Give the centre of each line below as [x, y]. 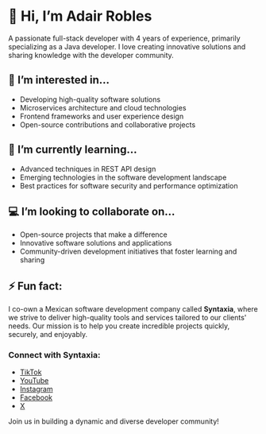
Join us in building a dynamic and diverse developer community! [114, 421]
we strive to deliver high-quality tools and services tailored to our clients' [127, 318]
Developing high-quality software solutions [90, 99]
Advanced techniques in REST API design [88, 169]
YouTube [34, 381]
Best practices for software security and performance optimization [129, 185]
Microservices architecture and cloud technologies [103, 107]
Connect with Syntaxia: [54, 355]
